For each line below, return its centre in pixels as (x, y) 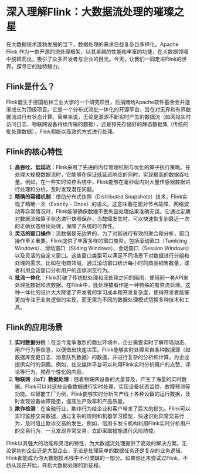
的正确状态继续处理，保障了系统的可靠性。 (66, 226)
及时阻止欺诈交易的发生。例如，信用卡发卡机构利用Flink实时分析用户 (108, 423)
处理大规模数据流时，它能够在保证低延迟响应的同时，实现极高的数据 (97, 174)
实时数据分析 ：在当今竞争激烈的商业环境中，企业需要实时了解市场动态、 (102, 343)
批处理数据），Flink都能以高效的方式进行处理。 (62, 131)
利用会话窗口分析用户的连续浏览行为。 (66, 270)
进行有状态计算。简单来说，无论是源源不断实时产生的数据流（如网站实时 (103, 117)
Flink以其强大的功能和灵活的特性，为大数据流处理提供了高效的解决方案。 (94, 443)
